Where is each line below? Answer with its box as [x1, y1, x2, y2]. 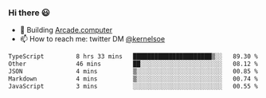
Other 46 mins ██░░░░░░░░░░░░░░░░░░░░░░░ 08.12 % [8, 60, 259, 69]
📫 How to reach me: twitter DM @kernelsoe [19, 34, 166, 44]
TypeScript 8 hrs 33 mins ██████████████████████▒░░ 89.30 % [8, 53, 259, 61]
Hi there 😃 [8, 7, 50, 18]
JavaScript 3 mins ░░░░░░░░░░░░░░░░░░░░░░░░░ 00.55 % [8, 82, 259, 90]
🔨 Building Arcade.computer [19, 25, 113, 35]
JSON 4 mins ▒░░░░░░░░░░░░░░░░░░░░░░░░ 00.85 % [8, 68, 259, 76]
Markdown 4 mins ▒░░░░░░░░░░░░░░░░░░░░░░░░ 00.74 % [8, 75, 259, 83]
